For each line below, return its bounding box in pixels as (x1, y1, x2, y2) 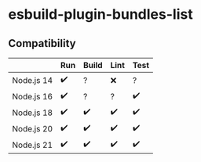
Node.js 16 (12, 91, 53, 102)
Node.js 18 (12, 107, 53, 118)
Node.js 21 (12, 139, 53, 150)
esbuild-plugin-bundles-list (8, 5, 194, 23)
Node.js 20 (12, 123, 53, 134)
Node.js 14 (12, 74, 53, 85)
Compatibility (8, 37, 76, 50)
